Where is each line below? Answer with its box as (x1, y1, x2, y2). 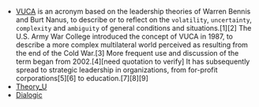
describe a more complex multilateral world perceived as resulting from (15, 40, 249, 50)
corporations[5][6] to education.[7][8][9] (15, 74, 148, 83)
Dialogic (15, 90, 43, 99)
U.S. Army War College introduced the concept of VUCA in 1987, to (15, 31, 233, 41)
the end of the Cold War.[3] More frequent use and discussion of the (15, 49, 239, 57)
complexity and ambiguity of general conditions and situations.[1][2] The (15, 24, 252, 32)
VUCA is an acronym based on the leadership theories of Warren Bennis (15, 7, 251, 16)
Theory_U (15, 82, 47, 91)
